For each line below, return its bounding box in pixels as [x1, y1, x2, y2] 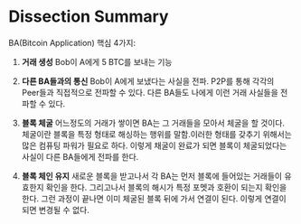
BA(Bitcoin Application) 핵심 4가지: [8, 37, 136, 48]
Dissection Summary [8, 6, 169, 27]
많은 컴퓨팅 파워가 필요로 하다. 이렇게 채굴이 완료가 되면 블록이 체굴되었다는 [21, 140, 287, 151]
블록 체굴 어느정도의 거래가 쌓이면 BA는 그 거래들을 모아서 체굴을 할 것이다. [21, 117, 286, 128]
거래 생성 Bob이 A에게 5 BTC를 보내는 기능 [21, 56, 173, 67]
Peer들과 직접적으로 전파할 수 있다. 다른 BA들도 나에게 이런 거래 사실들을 [21, 87, 279, 98]
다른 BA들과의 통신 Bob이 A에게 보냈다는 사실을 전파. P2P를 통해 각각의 [21, 75, 275, 87]
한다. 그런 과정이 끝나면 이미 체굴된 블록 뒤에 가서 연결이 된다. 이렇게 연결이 [21, 192, 287, 204]
